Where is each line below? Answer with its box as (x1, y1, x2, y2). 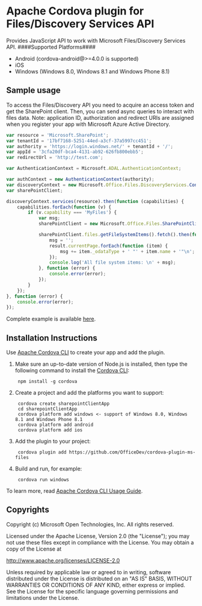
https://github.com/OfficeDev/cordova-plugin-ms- (69, 449, 196, 455)
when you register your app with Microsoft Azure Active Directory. (6, 120, 170, 128)
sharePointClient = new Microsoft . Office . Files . (38, 221, 163, 227)
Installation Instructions (6, 333, 98, 343)
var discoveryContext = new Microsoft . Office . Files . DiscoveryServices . (6, 182, 189, 188)
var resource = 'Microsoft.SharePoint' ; (6, 132, 109, 138)
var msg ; (38, 215, 61, 221)
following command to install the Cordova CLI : (14, 367, 130, 374)
